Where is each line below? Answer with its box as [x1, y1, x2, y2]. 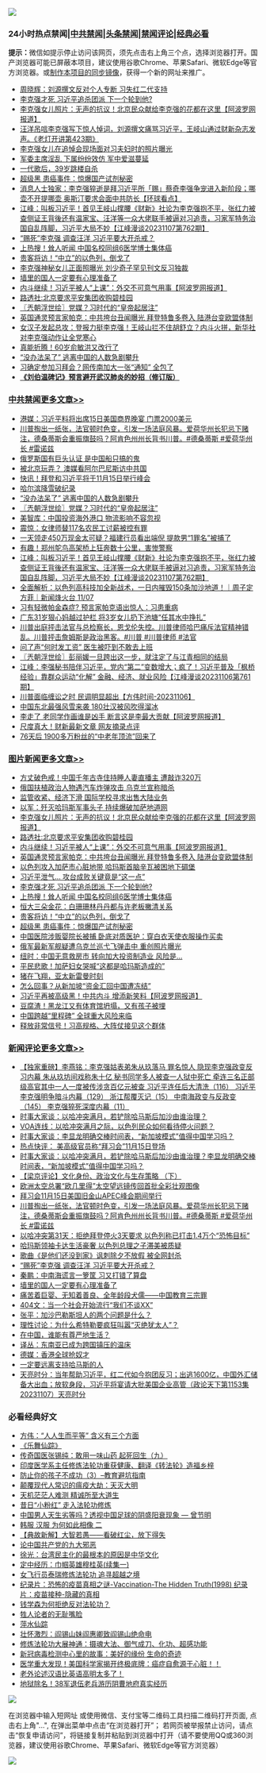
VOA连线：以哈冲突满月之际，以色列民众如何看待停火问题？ [19, 1122, 215, 1131]
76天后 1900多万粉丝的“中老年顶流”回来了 [19, 731, 157, 741]
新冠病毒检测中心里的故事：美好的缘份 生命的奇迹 [19, 1649, 182, 1659]
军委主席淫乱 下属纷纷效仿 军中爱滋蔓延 [19, 154, 149, 164]
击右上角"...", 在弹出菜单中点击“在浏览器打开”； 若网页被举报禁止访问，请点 [8, 1721, 253, 1730]
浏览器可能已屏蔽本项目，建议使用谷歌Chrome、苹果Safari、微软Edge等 [14, 58, 251, 67]
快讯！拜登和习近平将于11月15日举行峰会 [19, 473, 151, 483]
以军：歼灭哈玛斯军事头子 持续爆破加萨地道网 [19, 802, 168, 811]
